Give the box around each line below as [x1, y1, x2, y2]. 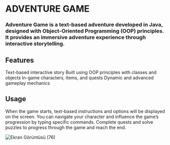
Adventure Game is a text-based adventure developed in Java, [5, 21, 163, 28]
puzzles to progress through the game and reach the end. [5, 124, 126, 130]
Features [5, 56, 34, 64]
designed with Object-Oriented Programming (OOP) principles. [5, 27, 164, 34]
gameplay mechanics [5, 80, 50, 86]
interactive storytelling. [5, 40, 65, 47]
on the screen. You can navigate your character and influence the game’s [5, 114, 159, 120]
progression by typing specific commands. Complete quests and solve [5, 119, 154, 125]
